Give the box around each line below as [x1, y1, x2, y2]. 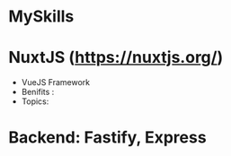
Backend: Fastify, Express [8, 127, 208, 148]
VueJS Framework [21, 77, 91, 88]
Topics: [21, 96, 49, 107]
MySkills [8, 6, 75, 27]
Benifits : [21, 87, 55, 98]
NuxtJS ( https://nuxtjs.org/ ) [8, 48, 224, 68]
